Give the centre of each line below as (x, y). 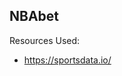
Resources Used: (45, 40)
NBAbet (34, 16)
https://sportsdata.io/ (67, 60)
